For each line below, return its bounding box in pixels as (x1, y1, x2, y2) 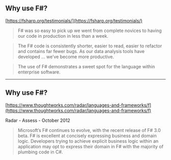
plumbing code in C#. (17, 149, 63, 155)
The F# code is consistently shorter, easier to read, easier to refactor (17, 43, 162, 49)
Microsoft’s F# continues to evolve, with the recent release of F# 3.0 (17, 127, 161, 133)
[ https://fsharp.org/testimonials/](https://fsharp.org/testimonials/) (5, 17, 142, 23)
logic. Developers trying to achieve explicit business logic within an (17, 138, 159, 144)
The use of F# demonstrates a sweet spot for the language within (17, 63, 155, 69)
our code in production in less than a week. (17, 33, 108, 39)
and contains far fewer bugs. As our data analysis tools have (17, 48, 145, 54)
